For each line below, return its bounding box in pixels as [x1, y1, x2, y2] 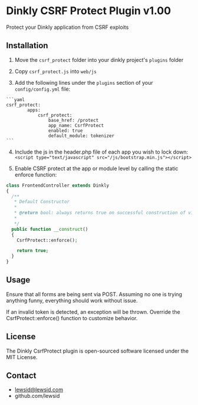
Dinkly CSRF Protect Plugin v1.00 [6, 4, 171, 18]
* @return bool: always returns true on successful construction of [14, 210, 186, 216]
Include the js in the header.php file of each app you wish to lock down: [14, 148, 189, 155]
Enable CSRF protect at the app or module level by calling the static [14, 165, 179, 172]
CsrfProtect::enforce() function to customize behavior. [6, 314, 138, 321]
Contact [6, 371, 37, 381]
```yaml [6, 97, 25, 102]
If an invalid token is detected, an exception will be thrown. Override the [6, 308, 181, 316]
